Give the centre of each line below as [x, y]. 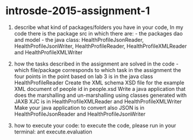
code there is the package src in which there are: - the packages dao [98, 33]
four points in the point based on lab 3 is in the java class [83, 76]
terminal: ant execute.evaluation [53, 132]
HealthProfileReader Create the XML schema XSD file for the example [99, 82]
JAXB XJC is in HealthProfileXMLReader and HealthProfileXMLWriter [98, 101]
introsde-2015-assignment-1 [78, 11]
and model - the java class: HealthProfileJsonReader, [79, 40]
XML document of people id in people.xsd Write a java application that [100, 89]
